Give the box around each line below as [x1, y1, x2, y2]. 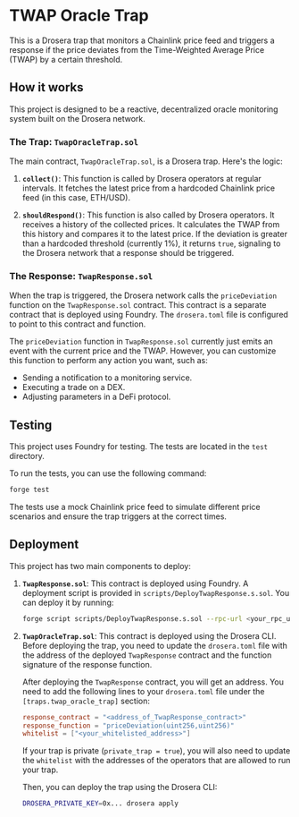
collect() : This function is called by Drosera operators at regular [21, 174, 262, 184]
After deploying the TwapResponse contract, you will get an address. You [21, 677, 284, 687]
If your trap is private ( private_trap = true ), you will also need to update [21, 745, 291, 756]
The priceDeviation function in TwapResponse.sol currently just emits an [9, 336, 274, 347]
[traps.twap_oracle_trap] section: [21, 695, 150, 706]
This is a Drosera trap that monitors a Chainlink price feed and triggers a [9, 35, 275, 46]
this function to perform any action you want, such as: [9, 355, 208, 366]
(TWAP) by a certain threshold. [9, 54, 123, 64]
